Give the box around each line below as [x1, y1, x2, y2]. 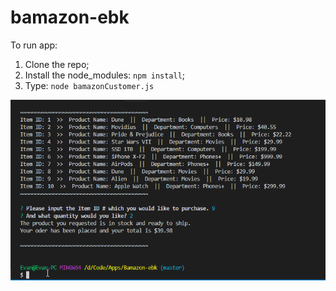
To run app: [10, 39, 58, 51]
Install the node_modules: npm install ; [24, 69, 186, 81]
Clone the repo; [24, 58, 90, 70]
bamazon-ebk [10, 6, 130, 29]
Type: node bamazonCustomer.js [24, 79, 155, 91]
